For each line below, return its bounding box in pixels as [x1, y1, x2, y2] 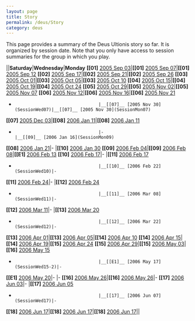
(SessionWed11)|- [14, 196, 57, 202]
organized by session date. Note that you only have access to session [6, 47, 174, 54]
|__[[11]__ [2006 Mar [98, 191, 151, 197]
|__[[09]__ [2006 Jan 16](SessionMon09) [14, 135, 114, 141]
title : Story [6, 14, 38, 20]
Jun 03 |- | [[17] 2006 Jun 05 [6, 281, 74, 288]
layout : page [6, 8, 38, 15]
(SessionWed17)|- [14, 298, 57, 304]
